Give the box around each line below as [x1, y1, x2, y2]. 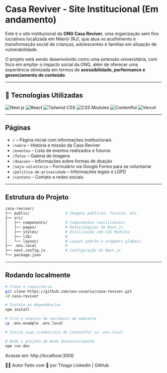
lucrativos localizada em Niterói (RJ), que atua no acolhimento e [5, 36, 136, 42]
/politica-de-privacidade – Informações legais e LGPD [12, 169, 127, 175]
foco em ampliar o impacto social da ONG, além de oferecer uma [5, 61, 138, 67]
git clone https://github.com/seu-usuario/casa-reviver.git [5, 289, 133, 294]
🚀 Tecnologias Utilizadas [5, 91, 83, 100]
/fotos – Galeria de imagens [12, 153, 71, 159]
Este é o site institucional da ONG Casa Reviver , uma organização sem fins [5, 30, 159, 36]
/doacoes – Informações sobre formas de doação [12, 158, 113, 164]
